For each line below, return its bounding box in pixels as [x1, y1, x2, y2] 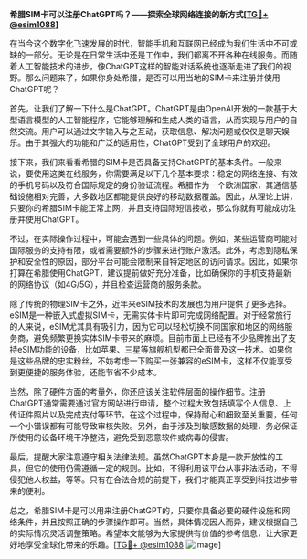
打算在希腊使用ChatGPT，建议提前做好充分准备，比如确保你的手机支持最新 [9, 268, 292, 278]
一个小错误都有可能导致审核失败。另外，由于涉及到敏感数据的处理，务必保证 [9, 420, 298, 431]
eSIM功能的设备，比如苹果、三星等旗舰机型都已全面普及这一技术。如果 [16, 344, 285, 354]
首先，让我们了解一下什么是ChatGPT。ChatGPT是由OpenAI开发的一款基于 [9, 103, 290, 113]
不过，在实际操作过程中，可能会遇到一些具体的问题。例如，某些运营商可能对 [9, 233, 298, 244]
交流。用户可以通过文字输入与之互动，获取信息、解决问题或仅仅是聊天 [16, 126, 281, 136]
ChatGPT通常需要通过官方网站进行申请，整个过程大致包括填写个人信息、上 [9, 397, 292, 408]
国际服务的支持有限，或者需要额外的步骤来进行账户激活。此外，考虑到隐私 [9, 245, 290, 255]
